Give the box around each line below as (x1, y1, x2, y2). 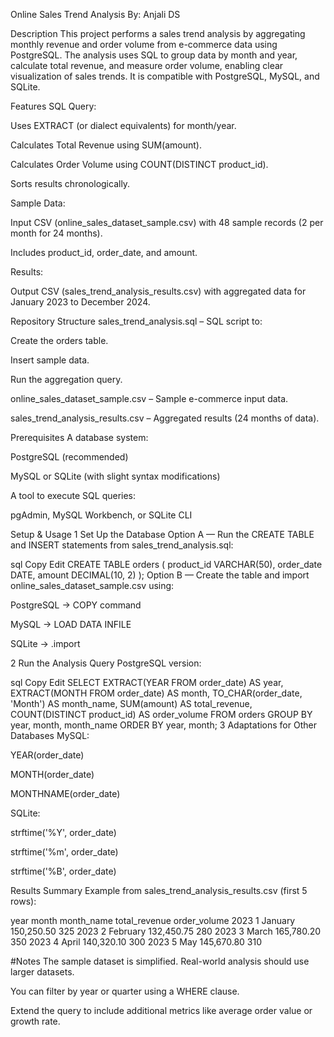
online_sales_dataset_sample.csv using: (10, 580, 175, 591)
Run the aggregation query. (10, 374, 123, 385)
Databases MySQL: (10, 730, 90, 741)
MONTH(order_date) (10, 769, 95, 780)
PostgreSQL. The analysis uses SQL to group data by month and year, (10, 49, 298, 61)
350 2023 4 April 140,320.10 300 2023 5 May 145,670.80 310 (10, 936, 263, 948)
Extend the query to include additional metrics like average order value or (10, 1005, 313, 1016)
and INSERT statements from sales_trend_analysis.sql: (10, 539, 234, 551)
